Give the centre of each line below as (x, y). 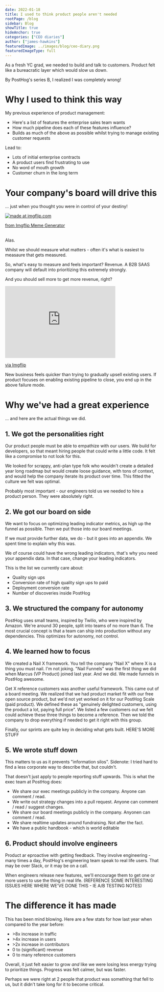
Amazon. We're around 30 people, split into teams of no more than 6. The (79, 626)
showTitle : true (22, 28)
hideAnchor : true (23, 32)
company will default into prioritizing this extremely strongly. (66, 270)
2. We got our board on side (48, 512)
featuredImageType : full (30, 51)
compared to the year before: (35, 925)
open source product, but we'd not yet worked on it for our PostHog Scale (80, 699)
